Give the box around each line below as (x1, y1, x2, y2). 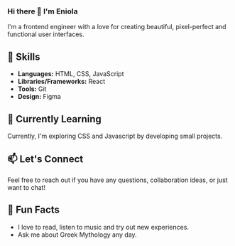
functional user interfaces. (7, 30, 84, 38)
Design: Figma (17, 92, 62, 101)
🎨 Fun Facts (7, 204, 60, 216)
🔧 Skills (7, 50, 40, 63)
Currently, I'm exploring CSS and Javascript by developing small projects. (7, 132, 223, 140)
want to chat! (7, 183, 46, 191)
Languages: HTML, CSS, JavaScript (17, 70, 124, 78)
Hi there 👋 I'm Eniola (7, 6, 78, 16)
